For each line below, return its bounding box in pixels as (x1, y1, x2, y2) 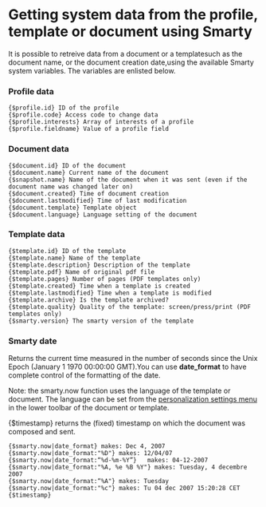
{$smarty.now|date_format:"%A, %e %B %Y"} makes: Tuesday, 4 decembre (8, 463, 248, 472)
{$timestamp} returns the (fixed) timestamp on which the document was (8, 418, 245, 428)
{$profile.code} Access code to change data (8, 111, 158, 119)
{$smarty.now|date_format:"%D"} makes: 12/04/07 (8, 450, 173, 457)
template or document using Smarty (8, 22, 252, 41)
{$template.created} (8, 282, 77, 290)
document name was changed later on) (8, 182, 134, 191)
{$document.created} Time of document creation (8, 189, 170, 197)
